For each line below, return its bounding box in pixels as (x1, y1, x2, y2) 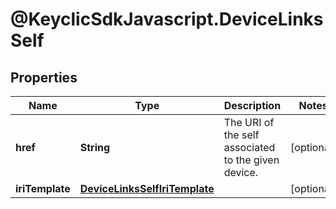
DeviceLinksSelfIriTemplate (79, 182, 215, 195)
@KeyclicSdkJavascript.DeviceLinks (10, 8, 324, 31)
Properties (10, 69, 78, 86)
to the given (223, 153, 280, 167)
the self (223, 128, 260, 142)
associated (223, 141, 276, 154)
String (79, 141, 111, 154)
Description (223, 99, 282, 112)
